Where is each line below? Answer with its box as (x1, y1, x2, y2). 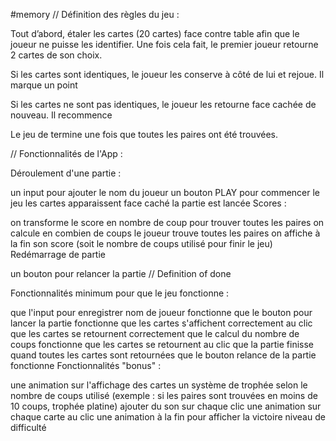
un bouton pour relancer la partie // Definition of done (10, 268, 232, 279)
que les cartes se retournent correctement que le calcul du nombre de (10, 328, 300, 339)
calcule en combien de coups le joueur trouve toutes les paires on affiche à (10, 227, 321, 239)
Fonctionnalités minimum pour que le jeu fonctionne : (10, 287, 230, 299)
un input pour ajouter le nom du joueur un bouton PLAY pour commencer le (10, 187, 320, 198)
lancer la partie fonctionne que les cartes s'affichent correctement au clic (10, 317, 313, 329)
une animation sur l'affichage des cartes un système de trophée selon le (10, 379, 308, 391)
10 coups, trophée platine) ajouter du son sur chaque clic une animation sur (10, 400, 322, 412)
